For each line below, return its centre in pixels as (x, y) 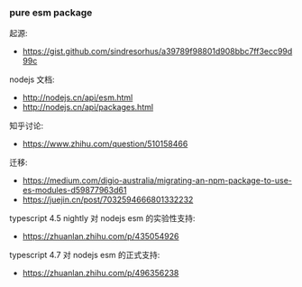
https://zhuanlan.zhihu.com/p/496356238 (101, 273)
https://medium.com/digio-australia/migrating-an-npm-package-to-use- (157, 181)
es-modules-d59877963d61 (74, 190)
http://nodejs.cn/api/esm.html (78, 97)
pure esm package (51, 13)
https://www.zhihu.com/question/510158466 (105, 144)
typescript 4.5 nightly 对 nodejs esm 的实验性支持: (102, 218)
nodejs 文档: (32, 79)
